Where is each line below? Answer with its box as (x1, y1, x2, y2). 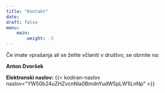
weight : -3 (27, 35, 54, 41)
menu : (6, 24, 19, 31)
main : (16, 30, 30, 36)
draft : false (6, 19, 38, 25)
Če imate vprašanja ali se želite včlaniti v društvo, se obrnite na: (6, 52, 160, 58)
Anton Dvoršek (6, 63, 44, 70)
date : (6, 14, 19, 20)
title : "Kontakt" (6, 8, 49, 15)
